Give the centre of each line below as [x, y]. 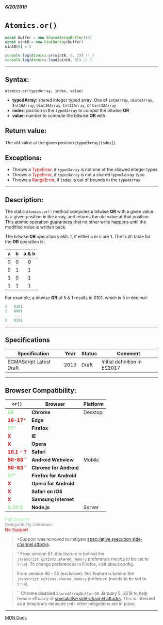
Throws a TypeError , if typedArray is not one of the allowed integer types [85, 170]
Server [91, 508]
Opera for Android [53, 484]
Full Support [17, 519]
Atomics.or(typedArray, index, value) [44, 91]
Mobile [91, 460]
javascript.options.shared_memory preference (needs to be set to [83, 559]
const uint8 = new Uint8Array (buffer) [44, 42]
